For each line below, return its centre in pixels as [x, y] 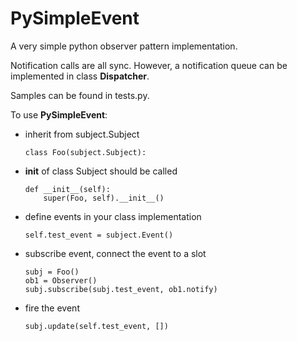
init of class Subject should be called [101, 171]
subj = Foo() [52, 272]
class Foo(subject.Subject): [85, 152]
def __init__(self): [67, 189]
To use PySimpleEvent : [59, 114]
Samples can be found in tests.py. [80, 95]
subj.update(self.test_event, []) [96, 326]
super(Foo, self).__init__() [104, 198]
